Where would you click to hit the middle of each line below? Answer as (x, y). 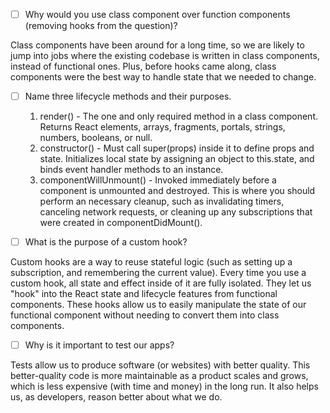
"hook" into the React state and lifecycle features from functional (144, 294)
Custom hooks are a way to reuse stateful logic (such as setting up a (151, 262)
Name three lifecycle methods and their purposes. (128, 96)
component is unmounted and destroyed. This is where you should (177, 191)
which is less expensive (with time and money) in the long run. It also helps (164, 386)
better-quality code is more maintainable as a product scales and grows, (159, 376)
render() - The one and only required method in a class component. (178, 116)
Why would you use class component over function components (157, 14)
